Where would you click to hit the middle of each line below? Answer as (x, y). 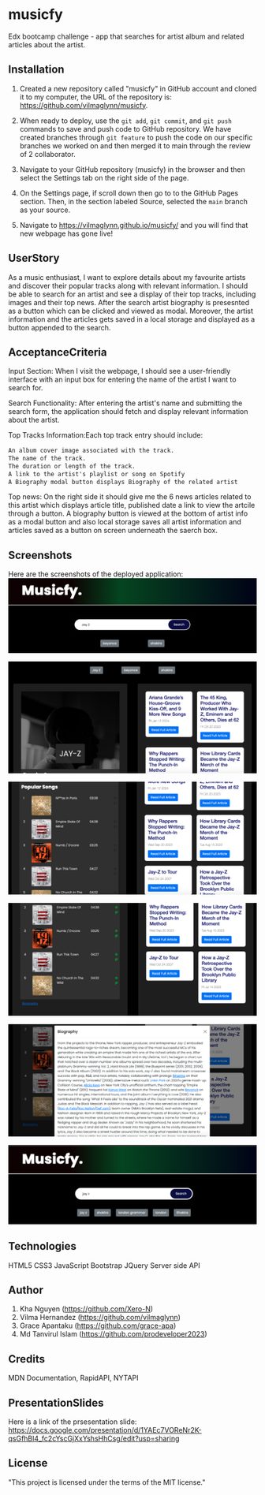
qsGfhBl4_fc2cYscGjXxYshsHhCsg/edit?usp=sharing (94, 1438)
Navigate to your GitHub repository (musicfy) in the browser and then (132, 169)
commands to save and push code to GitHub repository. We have (125, 129)
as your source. (45, 210)
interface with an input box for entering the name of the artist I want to (122, 379)
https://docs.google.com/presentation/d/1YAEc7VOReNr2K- (105, 1430)
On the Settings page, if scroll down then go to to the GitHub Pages (129, 193)
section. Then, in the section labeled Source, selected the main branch (134, 201)
